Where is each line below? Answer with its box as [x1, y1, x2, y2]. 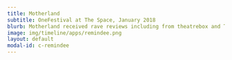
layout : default [7, 36, 54, 43]
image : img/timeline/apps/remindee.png [7, 29, 122, 37]
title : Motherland [7, 10, 60, 17]
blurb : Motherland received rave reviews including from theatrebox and [7, 23, 221, 30]
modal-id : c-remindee [7, 42, 70, 49]
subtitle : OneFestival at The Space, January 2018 [7, 17, 156, 23]
